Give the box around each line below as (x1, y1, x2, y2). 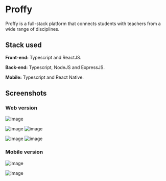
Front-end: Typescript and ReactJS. (5, 54, 82, 60)
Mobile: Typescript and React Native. (5, 74, 84, 80)
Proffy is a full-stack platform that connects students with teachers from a (5, 20, 161, 27)
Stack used (5, 41, 42, 50)
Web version (5, 104, 37, 111)
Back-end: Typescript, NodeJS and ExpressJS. (5, 64, 105, 70)
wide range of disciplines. (5, 26, 60, 32)
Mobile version (5, 148, 43, 155)
